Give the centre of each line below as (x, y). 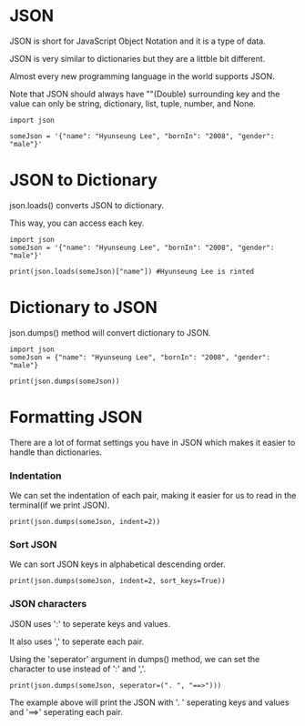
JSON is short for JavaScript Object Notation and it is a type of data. (137, 41)
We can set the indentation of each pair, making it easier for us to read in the (153, 496)
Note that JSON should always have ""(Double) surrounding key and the (145, 94)
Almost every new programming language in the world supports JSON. (142, 76)
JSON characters (48, 604)
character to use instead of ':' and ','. (78, 669)
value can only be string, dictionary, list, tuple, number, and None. (133, 103)
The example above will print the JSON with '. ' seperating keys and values (149, 702)
